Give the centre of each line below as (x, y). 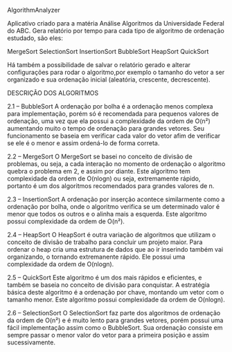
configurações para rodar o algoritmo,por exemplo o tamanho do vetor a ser (116, 72)
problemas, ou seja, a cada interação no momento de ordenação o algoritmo (116, 164)
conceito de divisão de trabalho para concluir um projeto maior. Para (105, 242)
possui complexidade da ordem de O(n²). (66, 221)
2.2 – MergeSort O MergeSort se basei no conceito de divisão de (100, 156)
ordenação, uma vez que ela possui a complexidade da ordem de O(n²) (109, 121)
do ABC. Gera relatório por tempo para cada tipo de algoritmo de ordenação (116, 31)
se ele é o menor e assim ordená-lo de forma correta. (83, 143)
